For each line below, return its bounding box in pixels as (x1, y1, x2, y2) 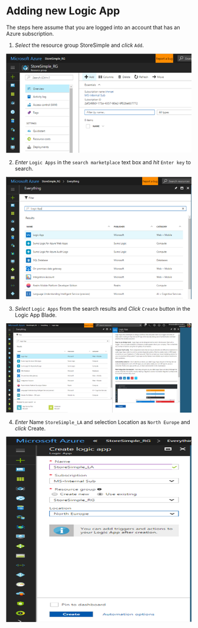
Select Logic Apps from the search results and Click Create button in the (14, 305, 191, 313)
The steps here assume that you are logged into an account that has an (6, 24, 180, 31)
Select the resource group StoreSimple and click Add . (14, 42, 144, 49)
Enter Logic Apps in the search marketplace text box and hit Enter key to (14, 158, 191, 165)
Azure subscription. (6, 30, 55, 37)
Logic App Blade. (14, 311, 57, 318)
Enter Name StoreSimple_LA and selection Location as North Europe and (14, 419, 191, 425)
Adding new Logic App (6, 4, 120, 18)
